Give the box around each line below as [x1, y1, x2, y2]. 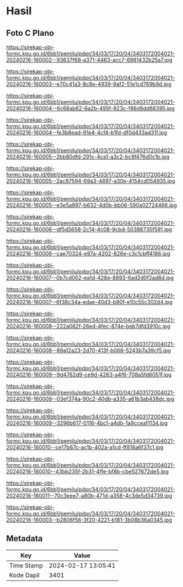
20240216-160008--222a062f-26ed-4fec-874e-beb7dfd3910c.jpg [6, 323, 171, 330]
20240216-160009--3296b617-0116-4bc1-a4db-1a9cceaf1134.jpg [6, 420, 168, 427]
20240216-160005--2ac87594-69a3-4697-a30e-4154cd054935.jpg [6, 178, 175, 184]
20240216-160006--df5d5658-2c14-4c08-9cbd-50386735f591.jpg [6, 226, 172, 233]
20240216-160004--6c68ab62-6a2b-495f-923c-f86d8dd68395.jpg [6, 105, 175, 111]
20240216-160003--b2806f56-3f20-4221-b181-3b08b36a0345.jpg [6, 517, 172, 523]
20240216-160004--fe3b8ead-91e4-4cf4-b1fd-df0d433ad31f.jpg [6, 129, 168, 136]
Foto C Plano [6, 28, 54, 38]
